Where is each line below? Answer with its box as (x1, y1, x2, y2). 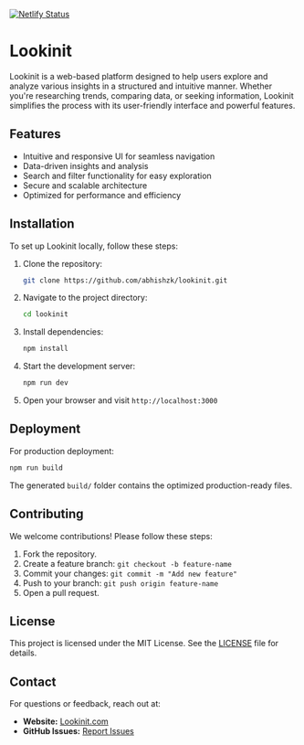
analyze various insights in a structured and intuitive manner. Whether (9, 80, 272, 91)
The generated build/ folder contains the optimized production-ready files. (9, 480, 293, 491)
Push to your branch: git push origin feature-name (22, 577, 219, 589)
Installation (9, 216, 75, 232)
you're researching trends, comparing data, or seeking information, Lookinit (9, 90, 294, 101)
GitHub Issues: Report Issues (22, 726, 135, 737)
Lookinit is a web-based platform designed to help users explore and (9, 70, 268, 81)
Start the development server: (22, 361, 136, 372)
